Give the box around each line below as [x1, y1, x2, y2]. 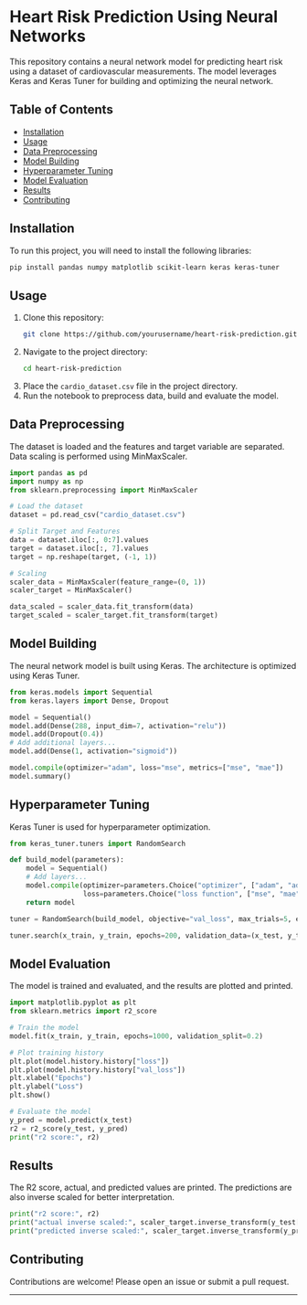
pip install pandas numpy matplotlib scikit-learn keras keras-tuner [9, 262, 281, 271]
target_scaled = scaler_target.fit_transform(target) [9, 610, 219, 621]
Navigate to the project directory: [22, 346, 148, 357]
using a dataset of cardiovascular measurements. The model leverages [9, 66, 277, 77]
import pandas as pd [9, 468, 89, 477]
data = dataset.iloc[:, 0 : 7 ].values [9, 536, 149, 545]
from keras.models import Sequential [9, 687, 153, 696]
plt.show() [9, 1090, 51, 1100]
